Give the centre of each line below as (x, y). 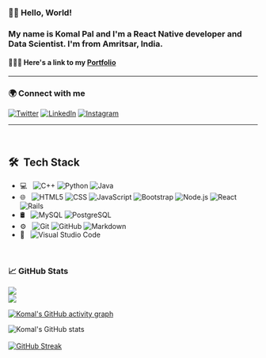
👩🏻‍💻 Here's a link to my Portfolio (62, 63)
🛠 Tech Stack (44, 162)
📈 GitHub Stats (38, 271)
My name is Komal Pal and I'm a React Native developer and (125, 33)
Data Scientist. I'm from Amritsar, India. (86, 44)
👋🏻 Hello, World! (40, 13)
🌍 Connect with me (47, 93)
